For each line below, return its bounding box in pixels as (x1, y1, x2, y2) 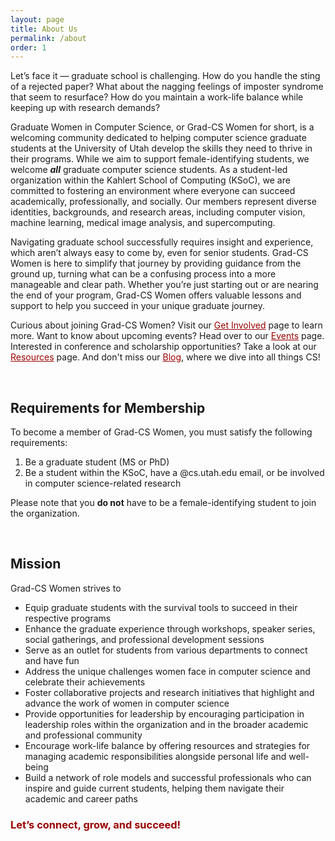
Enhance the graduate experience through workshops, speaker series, (24, 622, 316, 635)
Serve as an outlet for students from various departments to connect (24, 644, 308, 656)
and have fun (24, 654, 80, 666)
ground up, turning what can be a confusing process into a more (10, 268, 277, 280)
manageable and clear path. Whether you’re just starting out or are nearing (10, 279, 319, 291)
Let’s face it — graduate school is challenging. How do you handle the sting (10, 70, 321, 82)
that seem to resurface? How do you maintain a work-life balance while (10, 91, 304, 103)
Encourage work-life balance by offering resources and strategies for (24, 739, 311, 751)
